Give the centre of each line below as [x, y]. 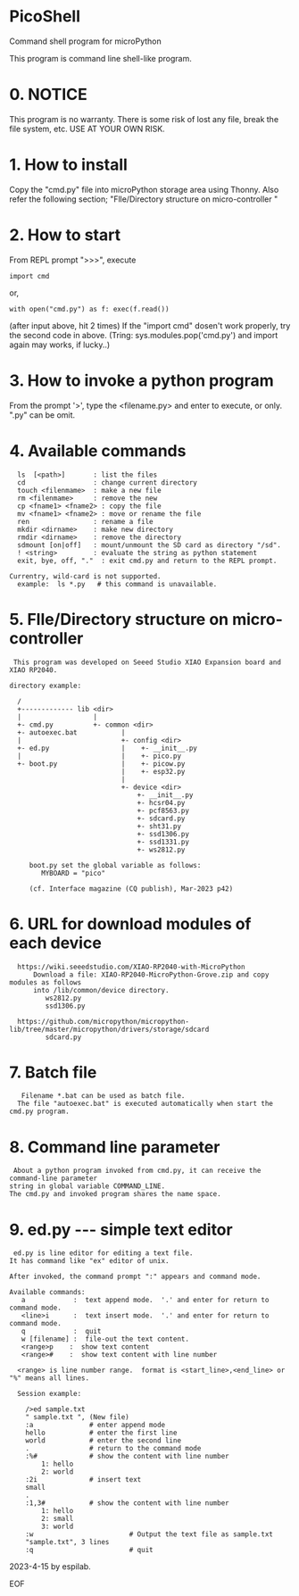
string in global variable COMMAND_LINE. [87, 1186]
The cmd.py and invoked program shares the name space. [115, 1194]
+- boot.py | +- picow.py [101, 764]
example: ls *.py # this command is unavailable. [117, 584]
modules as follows [46, 982]
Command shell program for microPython [86, 41]
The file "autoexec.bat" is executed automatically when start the [145, 1104]
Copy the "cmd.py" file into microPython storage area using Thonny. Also [144, 189]
